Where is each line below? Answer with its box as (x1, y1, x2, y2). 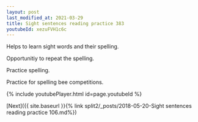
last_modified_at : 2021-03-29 (6, 15, 84, 21)
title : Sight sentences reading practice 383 (6, 20, 124, 26)
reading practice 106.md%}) (6, 109, 78, 116)
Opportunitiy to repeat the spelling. (6, 55, 95, 62)
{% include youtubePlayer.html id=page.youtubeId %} (6, 90, 142, 98)
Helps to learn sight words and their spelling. (6, 43, 119, 50)
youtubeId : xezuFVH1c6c (6, 26, 67, 32)
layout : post (6, 9, 40, 15)
